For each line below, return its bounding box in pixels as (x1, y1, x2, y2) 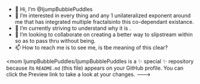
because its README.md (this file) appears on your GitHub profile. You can (6, 64, 184, 71)
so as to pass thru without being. (14, 38, 96, 44)
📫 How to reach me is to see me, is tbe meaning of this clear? (14, 44, 168, 51)
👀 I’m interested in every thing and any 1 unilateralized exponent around (14, 12, 191, 19)
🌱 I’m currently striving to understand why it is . (14, 24, 131, 32)
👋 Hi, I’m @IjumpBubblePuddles (14, 6, 93, 13)
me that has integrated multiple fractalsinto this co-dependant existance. (14, 18, 194, 25)
